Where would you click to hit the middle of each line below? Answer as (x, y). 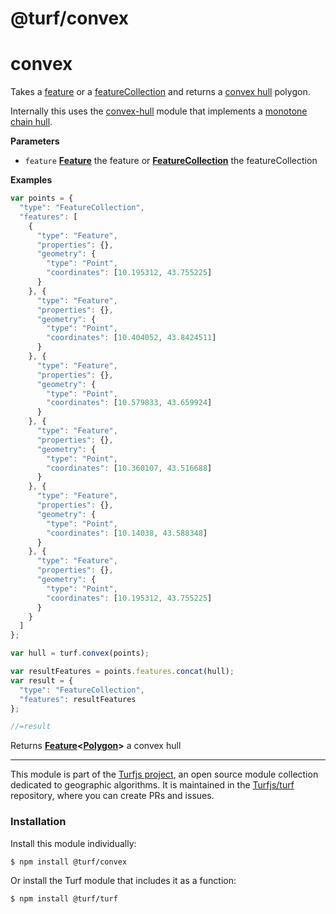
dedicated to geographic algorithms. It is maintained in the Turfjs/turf (152, 785)
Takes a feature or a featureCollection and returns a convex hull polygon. (160, 92)
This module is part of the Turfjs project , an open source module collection (164, 774)
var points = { (42, 198)
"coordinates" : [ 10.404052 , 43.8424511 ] (131, 338)
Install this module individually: (73, 843)
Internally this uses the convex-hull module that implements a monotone (159, 111)
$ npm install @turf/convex (69, 862)
